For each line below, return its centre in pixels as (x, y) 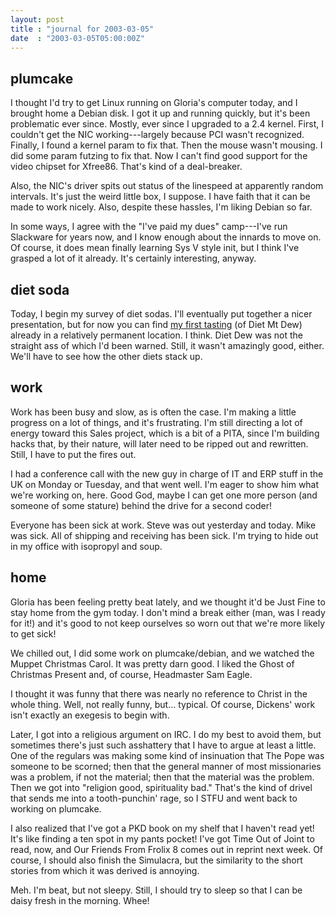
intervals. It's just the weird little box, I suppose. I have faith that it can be (160, 197)
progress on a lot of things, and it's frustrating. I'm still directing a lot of (156, 422)
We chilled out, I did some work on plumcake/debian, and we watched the (162, 653)
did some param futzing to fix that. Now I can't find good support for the (159, 156)
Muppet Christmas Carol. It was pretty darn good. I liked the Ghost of (152, 663)
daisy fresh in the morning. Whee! (80, 900)
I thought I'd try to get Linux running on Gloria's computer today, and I (154, 103)
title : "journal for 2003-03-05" (82, 29)
